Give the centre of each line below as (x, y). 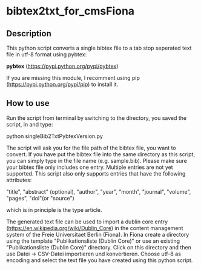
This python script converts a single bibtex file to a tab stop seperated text (99, 48)
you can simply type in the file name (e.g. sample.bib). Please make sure (97, 160)
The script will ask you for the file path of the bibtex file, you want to (91, 148)
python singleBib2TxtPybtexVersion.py (54, 136)
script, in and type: (30, 124)
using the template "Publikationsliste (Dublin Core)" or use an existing (93, 241)
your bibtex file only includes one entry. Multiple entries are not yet (90, 167)
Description (29, 34)
